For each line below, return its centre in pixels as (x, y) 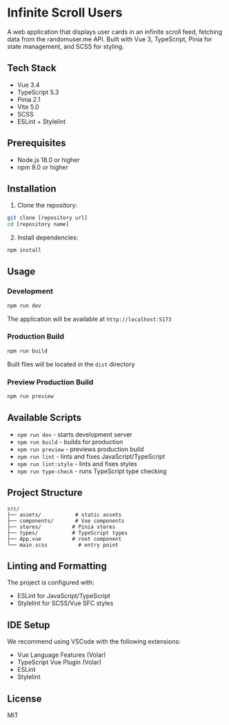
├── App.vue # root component (64, 539)
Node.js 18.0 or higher (49, 159)
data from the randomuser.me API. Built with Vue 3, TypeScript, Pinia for (110, 39)
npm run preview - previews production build (80, 449)
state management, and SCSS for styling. (66, 46)
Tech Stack (32, 68)
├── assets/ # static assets (64, 515)
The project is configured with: (51, 583)
